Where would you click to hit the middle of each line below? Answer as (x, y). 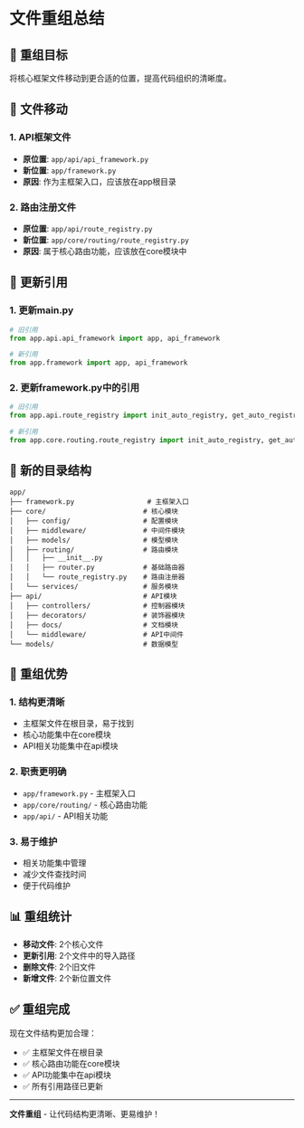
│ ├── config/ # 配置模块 (94, 521)
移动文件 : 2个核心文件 (63, 944)
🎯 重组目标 (38, 55)
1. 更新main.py (42, 310)
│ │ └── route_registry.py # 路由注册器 (97, 577)
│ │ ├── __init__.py (56, 557)
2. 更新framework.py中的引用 (75, 388)
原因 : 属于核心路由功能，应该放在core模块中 (104, 251)
